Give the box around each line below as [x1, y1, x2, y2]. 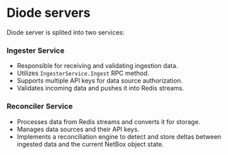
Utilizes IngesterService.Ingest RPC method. [16, 69, 149, 78]
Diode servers [6, 5, 91, 21]
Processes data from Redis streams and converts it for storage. [16, 117, 201, 126]
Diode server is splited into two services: [6, 28, 125, 36]
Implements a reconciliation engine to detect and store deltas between [16, 132, 222, 141]
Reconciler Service [6, 102, 73, 112]
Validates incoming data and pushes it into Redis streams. [16, 84, 184, 93]
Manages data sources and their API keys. [16, 125, 140, 133]
